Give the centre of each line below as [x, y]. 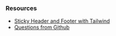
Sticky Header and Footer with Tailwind [62, 21]
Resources [21, 8]
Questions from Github [42, 27]
